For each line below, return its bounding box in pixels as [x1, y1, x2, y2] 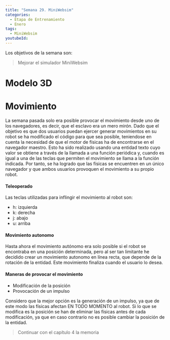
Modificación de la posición [12, 283, 71, 289]
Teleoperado [5, 183, 33, 189]
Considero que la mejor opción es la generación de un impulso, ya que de [5, 298, 160, 304]
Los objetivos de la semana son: [5, 49, 73, 56]
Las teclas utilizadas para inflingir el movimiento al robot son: [5, 194, 133, 201]
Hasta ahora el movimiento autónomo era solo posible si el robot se [5, 243, 146, 250]
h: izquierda [12, 204, 38, 210]
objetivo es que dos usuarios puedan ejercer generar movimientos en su [5, 128, 157, 134]
